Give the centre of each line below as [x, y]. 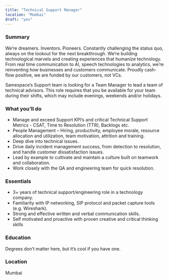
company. [23, 197]
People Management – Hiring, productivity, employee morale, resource [86, 130]
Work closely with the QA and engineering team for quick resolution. [83, 168]
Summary [18, 37]
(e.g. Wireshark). [30, 209]
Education [18, 237]
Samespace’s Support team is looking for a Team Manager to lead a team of [84, 85]
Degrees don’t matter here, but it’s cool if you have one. [63, 249]
